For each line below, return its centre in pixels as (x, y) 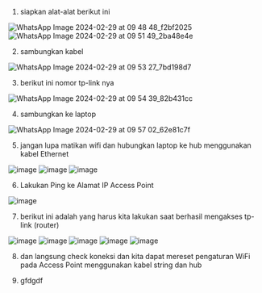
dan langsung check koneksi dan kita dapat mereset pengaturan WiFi (135, 256)
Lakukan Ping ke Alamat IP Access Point (87, 185)
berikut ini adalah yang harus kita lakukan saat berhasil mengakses (131, 216)
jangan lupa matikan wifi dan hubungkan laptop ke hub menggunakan (135, 145)
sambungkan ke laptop (58, 114)
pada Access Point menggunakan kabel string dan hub (111, 265)
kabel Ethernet (44, 154)
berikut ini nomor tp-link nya (67, 83)
